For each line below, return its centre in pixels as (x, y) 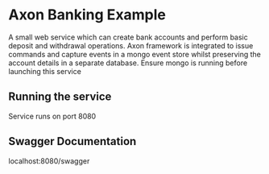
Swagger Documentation (72, 141)
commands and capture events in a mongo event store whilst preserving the (135, 54)
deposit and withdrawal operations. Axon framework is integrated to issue (131, 45)
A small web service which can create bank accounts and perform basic (128, 37)
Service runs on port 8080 (52, 116)
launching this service (45, 71)
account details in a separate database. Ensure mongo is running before (128, 63)
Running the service (60, 97)
